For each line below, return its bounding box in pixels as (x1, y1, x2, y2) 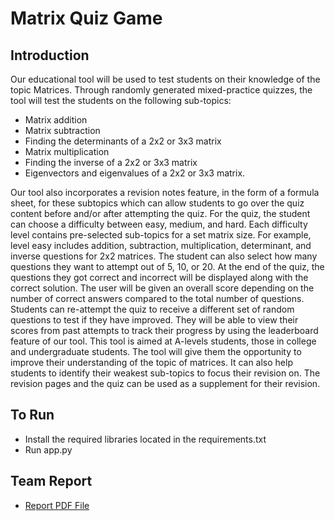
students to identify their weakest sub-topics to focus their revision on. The (10, 367, 321, 379)
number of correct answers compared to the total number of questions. (10, 293, 305, 304)
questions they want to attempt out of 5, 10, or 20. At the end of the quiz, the (10, 261, 325, 272)
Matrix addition (24, 114, 88, 126)
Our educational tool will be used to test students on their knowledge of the (10, 73, 321, 85)
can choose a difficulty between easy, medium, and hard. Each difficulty (10, 218, 308, 230)
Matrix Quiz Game (10, 7, 163, 30)
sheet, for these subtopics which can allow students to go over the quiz (10, 197, 305, 209)
